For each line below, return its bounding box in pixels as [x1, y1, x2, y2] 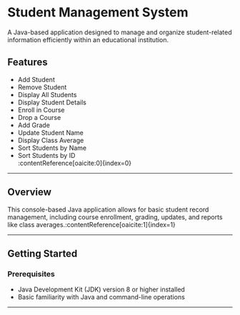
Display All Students [17, 90, 77, 99]
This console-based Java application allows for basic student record [7, 205, 209, 214]
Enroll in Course [17, 105, 65, 114]
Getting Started [7, 247, 78, 259]
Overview [7, 186, 52, 199]
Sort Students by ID [17, 151, 76, 159]
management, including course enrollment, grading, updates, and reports [7, 212, 223, 221]
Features [7, 56, 48, 69]
